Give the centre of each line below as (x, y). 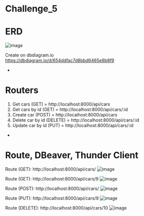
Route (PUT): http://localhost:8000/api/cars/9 (52, 198)
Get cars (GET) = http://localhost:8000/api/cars (61, 104)
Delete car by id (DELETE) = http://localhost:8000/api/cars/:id (76, 120)
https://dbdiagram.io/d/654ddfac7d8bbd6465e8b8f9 (60, 60)
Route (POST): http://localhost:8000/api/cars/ (52, 188)
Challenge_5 (31, 9)
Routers (22, 90)
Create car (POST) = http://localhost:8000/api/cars (65, 115)
